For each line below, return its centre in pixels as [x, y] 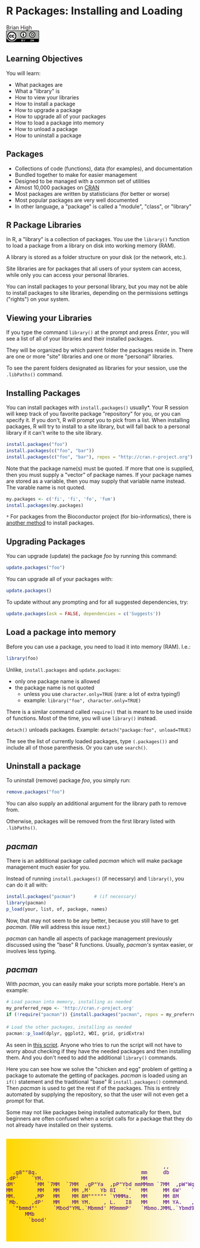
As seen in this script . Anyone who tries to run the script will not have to [94, 1045]
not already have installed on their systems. [60, 1125]
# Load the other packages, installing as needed [69, 1027]
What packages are [39, 85]
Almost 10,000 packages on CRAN [57, 187]
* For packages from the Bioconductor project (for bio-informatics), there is [99, 517]
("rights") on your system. [38, 299]
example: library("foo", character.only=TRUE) [82, 700]
